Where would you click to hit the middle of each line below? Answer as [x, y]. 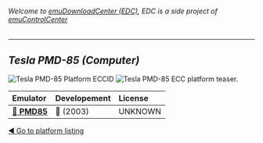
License [133, 98]
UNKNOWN [140, 112]
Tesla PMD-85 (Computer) [74, 60]
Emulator [29, 98]
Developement [83, 98]
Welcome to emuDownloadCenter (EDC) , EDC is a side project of [113, 11]
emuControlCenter [38, 19]
